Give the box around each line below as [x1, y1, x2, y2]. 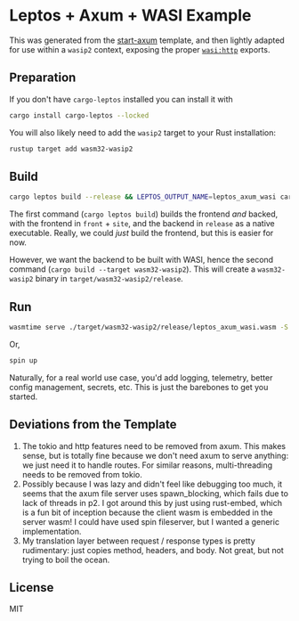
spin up [9, 355, 38, 365]
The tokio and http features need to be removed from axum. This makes [21, 440, 287, 451]
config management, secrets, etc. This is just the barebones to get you [9, 381, 269, 392]
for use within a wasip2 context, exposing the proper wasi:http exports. [9, 44, 271, 54]
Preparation [9, 70, 77, 86]
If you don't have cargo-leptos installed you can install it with [9, 94, 233, 104]
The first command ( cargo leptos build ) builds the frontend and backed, [9, 208, 279, 219]
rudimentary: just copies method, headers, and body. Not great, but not [21, 544, 285, 555]
